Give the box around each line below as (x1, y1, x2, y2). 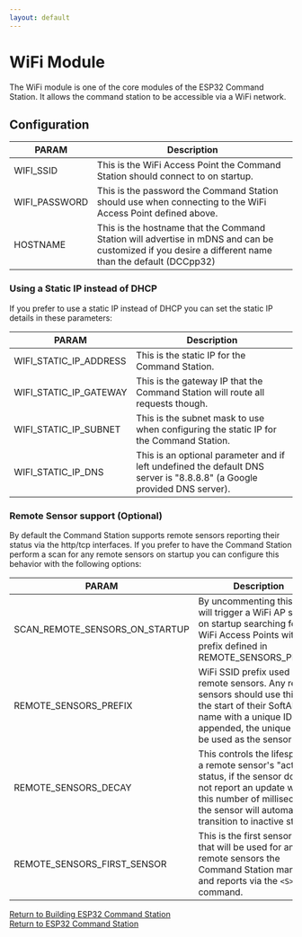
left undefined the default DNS (136, 460, 265, 473)
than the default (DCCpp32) (97, 255, 216, 268)
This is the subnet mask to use (136, 411, 265, 424)
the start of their (198, 699, 267, 712)
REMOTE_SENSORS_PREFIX (13, 699, 133, 712)
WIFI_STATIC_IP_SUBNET (13, 423, 121, 436)
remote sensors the (198, 852, 280, 864)
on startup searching (198, 617, 286, 630)
